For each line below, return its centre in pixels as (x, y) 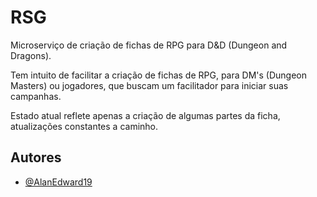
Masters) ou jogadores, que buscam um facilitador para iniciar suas (149, 85)
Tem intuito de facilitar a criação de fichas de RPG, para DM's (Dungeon (158, 75)
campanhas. (36, 96)
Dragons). (31, 55)
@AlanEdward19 (58, 182)
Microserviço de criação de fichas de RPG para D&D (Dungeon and (149, 45)
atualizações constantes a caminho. (84, 126)
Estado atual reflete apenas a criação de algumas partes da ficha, (145, 115)
